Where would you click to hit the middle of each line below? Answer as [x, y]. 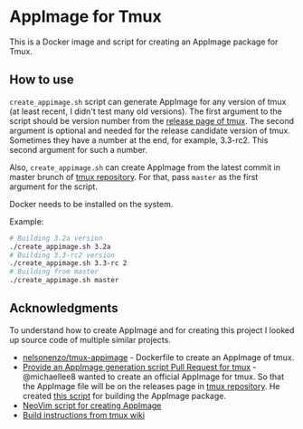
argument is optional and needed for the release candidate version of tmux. [150, 130]
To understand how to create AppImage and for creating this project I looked [152, 330]
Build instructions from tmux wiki [84, 415]
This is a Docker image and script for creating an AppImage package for [144, 42]
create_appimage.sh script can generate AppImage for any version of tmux [148, 101]
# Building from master [54, 272]
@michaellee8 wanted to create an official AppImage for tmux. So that [153, 377]
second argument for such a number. [78, 149]
